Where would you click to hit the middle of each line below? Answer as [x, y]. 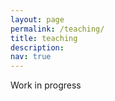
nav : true [31, 57]
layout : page [37, 19]
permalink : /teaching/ [57, 29]
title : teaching [44, 38]
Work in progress [46, 85]
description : [37, 47]
